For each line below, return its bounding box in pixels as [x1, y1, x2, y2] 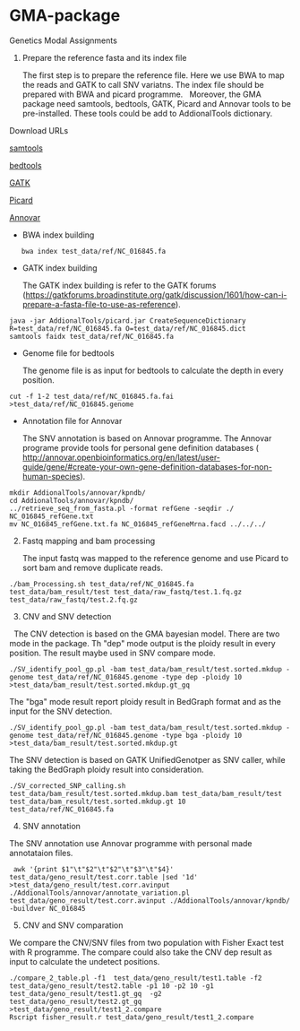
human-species [21, 471, 81, 481]
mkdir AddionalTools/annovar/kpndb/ [9, 488, 146, 498]
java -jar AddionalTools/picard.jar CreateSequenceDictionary [9, 316, 246, 325]
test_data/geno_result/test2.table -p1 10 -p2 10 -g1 [9, 981, 215, 991]
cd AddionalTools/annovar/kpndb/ [9, 496, 134, 505]
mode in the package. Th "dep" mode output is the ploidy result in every [9, 637, 276, 648]
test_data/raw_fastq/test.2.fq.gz [9, 595, 139, 604]
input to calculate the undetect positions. [9, 956, 160, 966]
